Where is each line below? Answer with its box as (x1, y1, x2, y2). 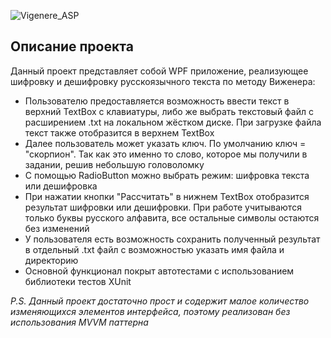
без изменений (24, 222, 90, 234)
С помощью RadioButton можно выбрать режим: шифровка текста (24, 169, 310, 181)
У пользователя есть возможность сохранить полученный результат (24, 233, 321, 245)
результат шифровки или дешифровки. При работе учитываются (24, 201, 302, 213)
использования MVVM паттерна (10, 316, 149, 328)
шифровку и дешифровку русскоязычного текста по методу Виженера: (10, 75, 316, 87)
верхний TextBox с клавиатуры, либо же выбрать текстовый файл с (24, 105, 314, 117)
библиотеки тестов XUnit (24, 275, 132, 287)
